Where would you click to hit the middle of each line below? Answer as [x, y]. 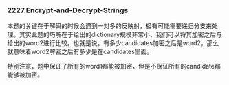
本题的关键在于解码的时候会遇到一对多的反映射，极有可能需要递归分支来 [109, 26]
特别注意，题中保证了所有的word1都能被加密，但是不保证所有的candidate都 [114, 66]
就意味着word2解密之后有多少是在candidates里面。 [80, 52]
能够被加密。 [25, 75]
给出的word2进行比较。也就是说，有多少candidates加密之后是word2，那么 [113, 43]
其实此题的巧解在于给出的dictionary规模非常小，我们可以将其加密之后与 [120, 35]
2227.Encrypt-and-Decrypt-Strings [68, 10]
